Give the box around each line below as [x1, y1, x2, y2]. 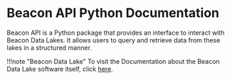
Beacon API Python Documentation [6, 5, 220, 21]
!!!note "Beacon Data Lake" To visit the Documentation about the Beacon [6, 57, 220, 65]
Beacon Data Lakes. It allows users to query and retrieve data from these [6, 35, 221, 44]
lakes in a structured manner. [6, 43, 92, 52]
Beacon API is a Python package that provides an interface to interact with [6, 28, 225, 37]
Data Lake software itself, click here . [6, 64, 113, 73]
